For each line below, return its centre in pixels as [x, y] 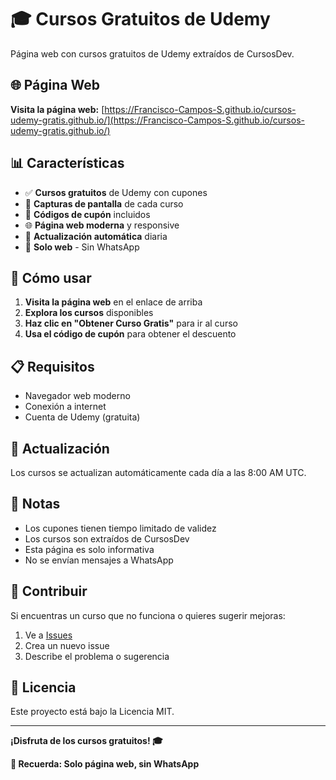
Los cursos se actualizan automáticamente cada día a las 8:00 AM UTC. [158, 472]
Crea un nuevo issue [67, 645]
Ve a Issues [48, 635]
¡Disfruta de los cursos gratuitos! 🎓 [86, 741]
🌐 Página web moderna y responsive [102, 225]
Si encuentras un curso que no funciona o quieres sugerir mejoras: [148, 615]
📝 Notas [35, 504]
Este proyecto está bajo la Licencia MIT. [92, 712]
